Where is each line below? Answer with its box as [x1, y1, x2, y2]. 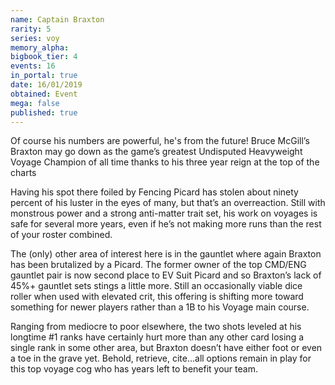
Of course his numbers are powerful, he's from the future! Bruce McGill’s [10, 135, 310, 147]
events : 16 [10, 61, 56, 71]
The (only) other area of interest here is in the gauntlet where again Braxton [10, 248, 322, 260]
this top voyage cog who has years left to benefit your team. [10, 363, 258, 375]
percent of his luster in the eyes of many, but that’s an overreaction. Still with [10, 197, 326, 209]
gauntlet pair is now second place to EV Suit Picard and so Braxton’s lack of [10, 269, 322, 281]
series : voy [10, 33, 60, 43]
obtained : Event [10, 89, 78, 99]
